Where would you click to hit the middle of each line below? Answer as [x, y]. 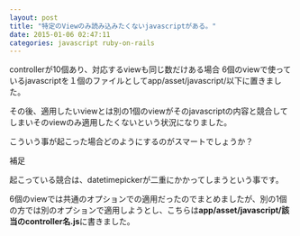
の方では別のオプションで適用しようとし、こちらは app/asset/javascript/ [145, 210]
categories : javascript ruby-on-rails [82, 43]
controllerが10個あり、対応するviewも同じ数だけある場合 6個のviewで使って [150, 69]
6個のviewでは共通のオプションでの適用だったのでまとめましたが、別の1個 [148, 199]
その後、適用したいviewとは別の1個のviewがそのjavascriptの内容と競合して [149, 111]
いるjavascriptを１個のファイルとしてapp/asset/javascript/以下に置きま [142, 81]
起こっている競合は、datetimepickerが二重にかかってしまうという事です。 [146, 180]
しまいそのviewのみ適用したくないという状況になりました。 [121, 123]
